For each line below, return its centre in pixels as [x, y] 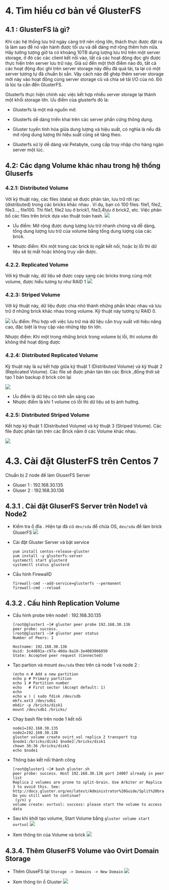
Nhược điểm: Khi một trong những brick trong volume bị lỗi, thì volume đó [81, 337]
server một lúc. [28, 150]
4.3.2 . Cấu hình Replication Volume [63, 603]
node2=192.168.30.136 [35, 733]
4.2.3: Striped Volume [33, 294]
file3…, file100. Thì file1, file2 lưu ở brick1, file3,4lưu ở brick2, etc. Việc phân [83, 209]
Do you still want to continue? [46, 796]
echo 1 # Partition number [41, 683]
